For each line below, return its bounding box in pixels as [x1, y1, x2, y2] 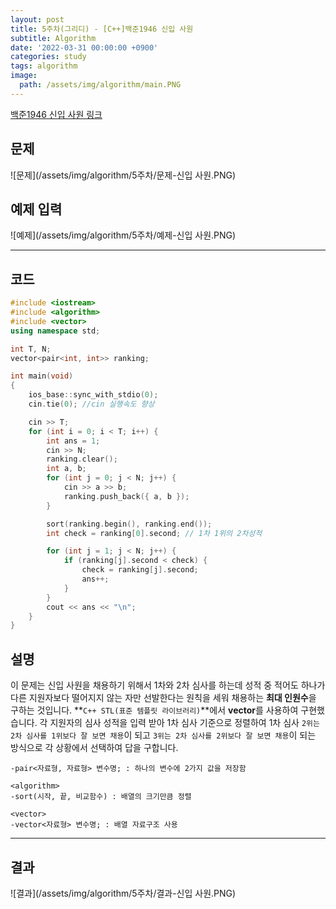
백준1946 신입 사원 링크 [10, 108, 103, 120]
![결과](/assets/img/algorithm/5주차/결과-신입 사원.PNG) [10, 887, 237, 899]
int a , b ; [46, 464, 87, 474]
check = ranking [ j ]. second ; [81, 565, 199, 575]
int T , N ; [10, 344, 52, 354]
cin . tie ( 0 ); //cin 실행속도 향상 [28, 399, 155, 410]
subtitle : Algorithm [10, 33, 97, 43]
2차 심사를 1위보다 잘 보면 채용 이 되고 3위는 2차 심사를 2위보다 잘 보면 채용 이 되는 [10, 729, 317, 741]
